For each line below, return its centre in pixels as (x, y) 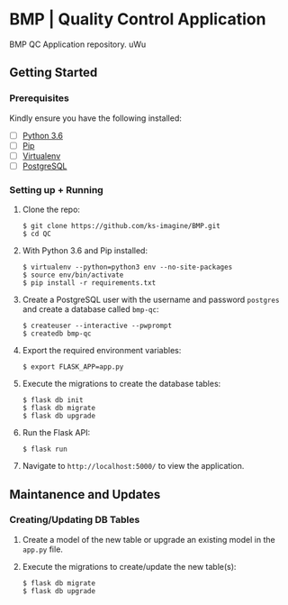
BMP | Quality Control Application (138, 19)
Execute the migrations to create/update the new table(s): (129, 566)
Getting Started (54, 73)
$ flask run (45, 449)
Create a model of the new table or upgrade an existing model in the (149, 539)
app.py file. (42, 549)
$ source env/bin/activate (73, 275)
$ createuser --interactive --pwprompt (97, 326)
